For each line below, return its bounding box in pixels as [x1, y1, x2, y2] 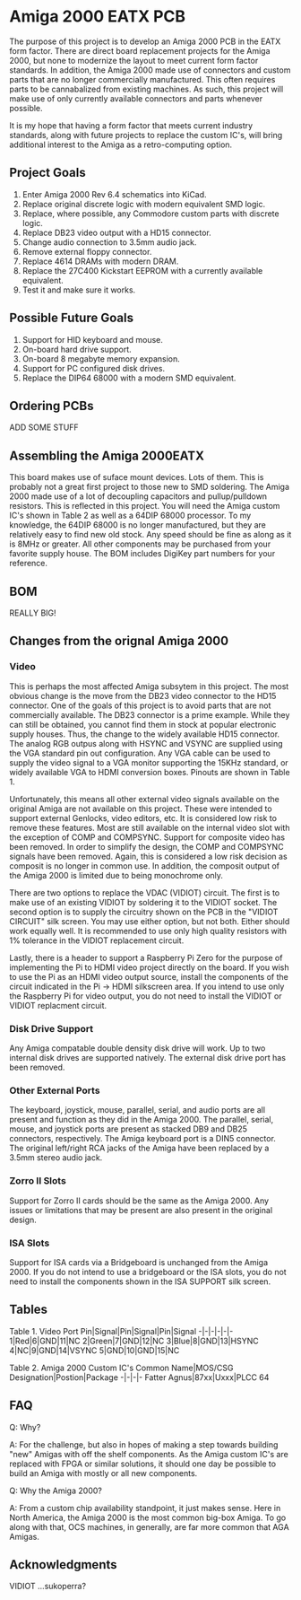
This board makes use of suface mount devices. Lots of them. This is [9, 472, 264, 483]
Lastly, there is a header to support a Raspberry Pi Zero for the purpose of [9, 952, 283, 963]
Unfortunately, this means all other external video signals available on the [9, 793, 279, 804]
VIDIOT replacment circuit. [9, 1000, 107, 1010]
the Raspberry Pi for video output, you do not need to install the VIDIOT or [9, 990, 282, 1001]
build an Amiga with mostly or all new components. [9, 1467, 198, 1478]
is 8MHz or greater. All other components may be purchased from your [9, 538, 271, 549]
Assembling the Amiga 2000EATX [9, 448, 204, 463]
